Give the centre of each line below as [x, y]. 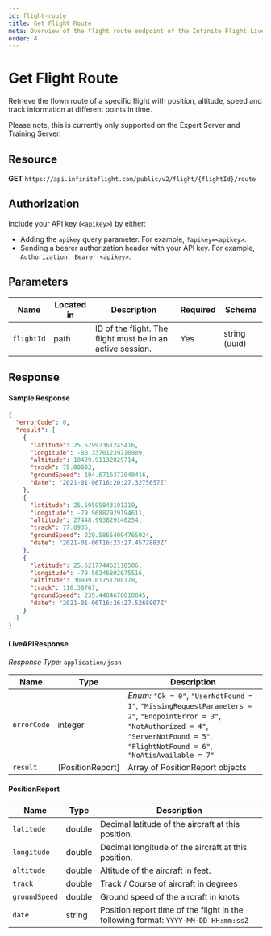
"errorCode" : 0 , [43, 423]
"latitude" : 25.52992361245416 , [84, 445]
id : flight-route [38, 16]
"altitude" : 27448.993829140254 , [86, 520]
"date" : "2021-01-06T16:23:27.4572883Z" [98, 543]
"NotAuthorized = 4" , [168, 726]
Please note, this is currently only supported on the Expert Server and [124, 125]
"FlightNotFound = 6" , [170, 746]
